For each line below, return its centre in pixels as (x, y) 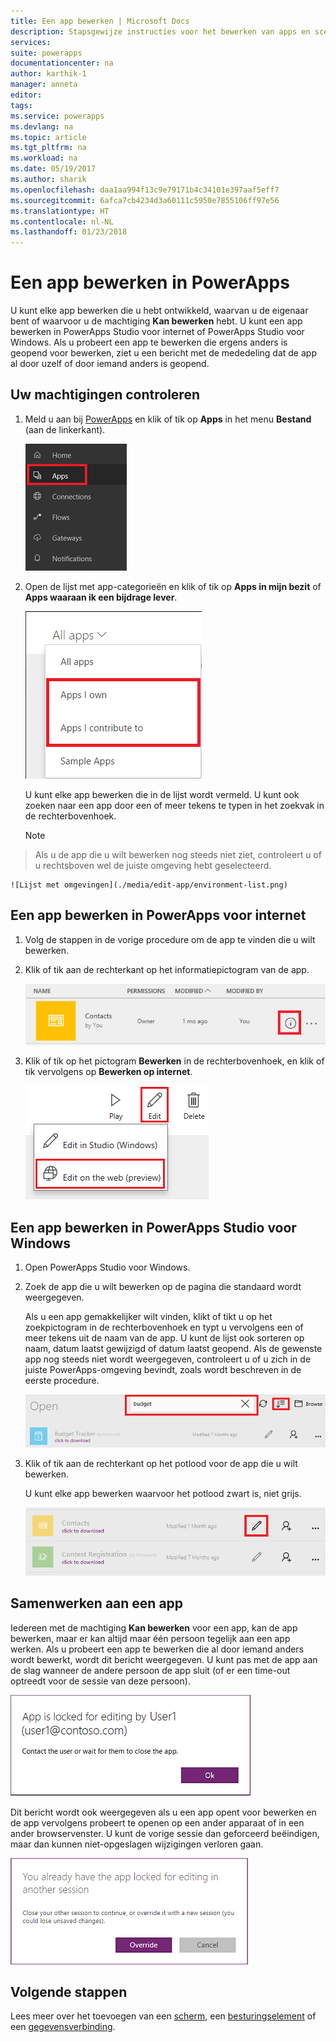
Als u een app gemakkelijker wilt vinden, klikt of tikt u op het (148, 1317)
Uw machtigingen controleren (105, 395)
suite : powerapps (46, 53)
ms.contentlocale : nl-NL (62, 221)
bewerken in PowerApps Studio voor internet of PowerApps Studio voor (157, 332)
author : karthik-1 (48, 74)
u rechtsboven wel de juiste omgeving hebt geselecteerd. (153, 865)
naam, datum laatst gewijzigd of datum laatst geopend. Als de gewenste (173, 1349)
